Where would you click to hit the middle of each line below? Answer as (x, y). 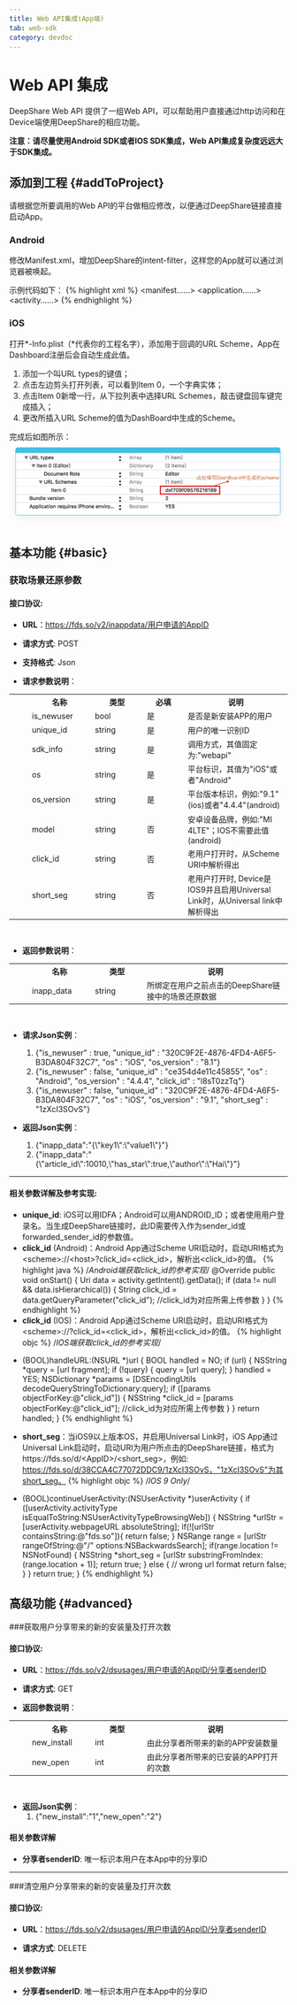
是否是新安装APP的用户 (230, 716)
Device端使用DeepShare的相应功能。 (77, 122)
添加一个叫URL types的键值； (76, 373)
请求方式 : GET (47, 1689)
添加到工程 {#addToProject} (87, 183)
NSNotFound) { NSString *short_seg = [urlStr (104, 1555)
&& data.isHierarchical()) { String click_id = (99, 1290)
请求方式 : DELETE (54, 1947)
